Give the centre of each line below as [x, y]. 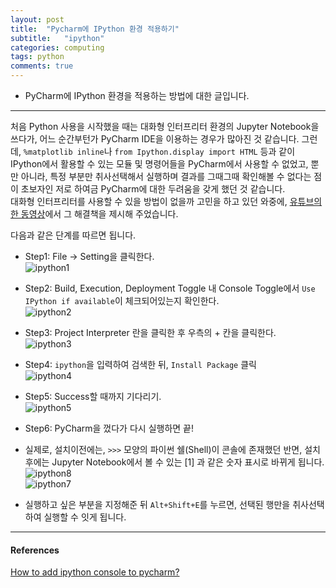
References [35, 550]
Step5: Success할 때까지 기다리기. [93, 396]
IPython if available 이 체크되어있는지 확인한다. [122, 300]
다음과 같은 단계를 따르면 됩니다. [73, 235]
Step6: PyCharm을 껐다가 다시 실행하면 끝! [109, 428]
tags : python [37, 57]
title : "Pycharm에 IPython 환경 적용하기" [95, 29]
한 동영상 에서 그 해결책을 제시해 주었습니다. [94, 214]
